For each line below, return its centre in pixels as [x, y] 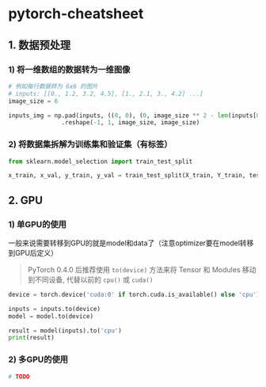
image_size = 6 [33, 101]
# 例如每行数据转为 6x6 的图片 [53, 86]
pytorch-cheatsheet [76, 14]
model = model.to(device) [51, 316]
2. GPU [26, 200]
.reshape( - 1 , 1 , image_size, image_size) [131, 123]
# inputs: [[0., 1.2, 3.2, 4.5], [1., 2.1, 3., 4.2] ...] [106, 93]
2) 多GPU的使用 [38, 359]
